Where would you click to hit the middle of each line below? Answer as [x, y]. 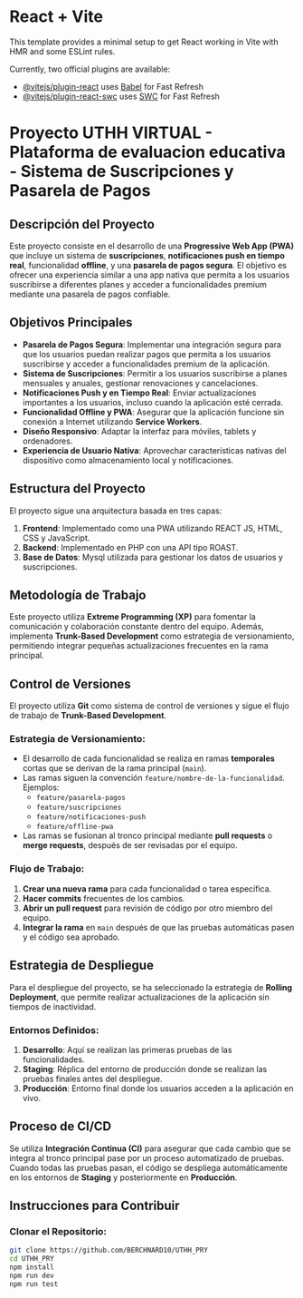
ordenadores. [47, 441]
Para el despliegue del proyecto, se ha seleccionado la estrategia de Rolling [151, 987]
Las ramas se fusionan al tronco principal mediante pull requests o [147, 835]
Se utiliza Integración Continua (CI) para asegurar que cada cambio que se [150, 1148]
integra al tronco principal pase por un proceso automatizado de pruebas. [147, 1157]
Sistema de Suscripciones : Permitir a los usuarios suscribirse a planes [155, 373]
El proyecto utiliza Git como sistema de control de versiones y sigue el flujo [149, 706]
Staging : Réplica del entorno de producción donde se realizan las [145, 1069]
